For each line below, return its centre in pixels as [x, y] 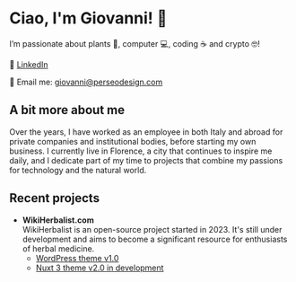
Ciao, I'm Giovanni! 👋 [88, 18]
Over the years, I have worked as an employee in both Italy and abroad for [146, 132]
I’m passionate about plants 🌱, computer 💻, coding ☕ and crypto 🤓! [135, 43]
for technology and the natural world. [78, 170]
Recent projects [55, 198]
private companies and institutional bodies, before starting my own [133, 141]
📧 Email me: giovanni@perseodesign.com [86, 82]
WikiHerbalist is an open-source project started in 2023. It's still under [152, 229]
